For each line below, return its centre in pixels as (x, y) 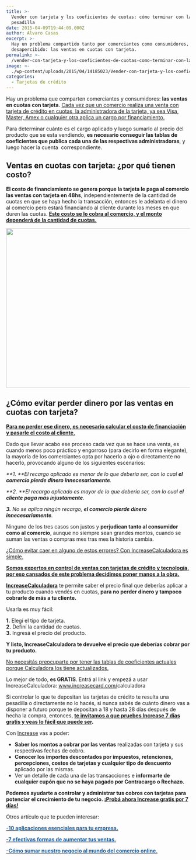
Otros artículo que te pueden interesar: (52, 817)
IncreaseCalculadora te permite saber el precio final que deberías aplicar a (97, 585)
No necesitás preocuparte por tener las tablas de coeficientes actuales (91, 662)
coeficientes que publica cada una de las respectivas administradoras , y (96, 141)
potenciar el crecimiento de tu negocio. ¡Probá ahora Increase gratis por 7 (97, 799)
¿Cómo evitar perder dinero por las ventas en (90, 403)
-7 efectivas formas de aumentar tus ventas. (61, 839)
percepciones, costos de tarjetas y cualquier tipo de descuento (93, 763)
